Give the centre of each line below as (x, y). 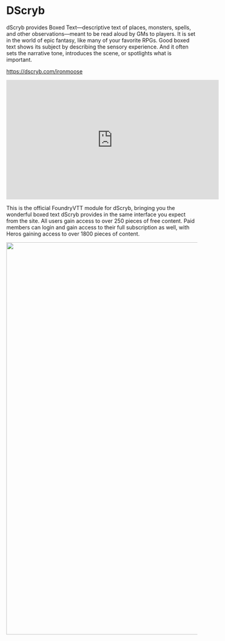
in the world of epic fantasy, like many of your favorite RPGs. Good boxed (98, 40)
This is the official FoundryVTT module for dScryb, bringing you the (91, 208)
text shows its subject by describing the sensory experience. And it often (98, 47)
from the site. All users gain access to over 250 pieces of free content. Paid (101, 221)
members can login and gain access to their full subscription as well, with (98, 227)
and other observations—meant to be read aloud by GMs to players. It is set (101, 33)
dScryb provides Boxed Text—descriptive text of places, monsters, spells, (99, 27)
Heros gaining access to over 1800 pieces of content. (73, 234)
